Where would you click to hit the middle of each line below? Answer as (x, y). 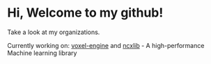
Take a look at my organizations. (54, 32)
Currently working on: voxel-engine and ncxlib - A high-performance (106, 45)
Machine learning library (42, 53)
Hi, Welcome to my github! (85, 13)
